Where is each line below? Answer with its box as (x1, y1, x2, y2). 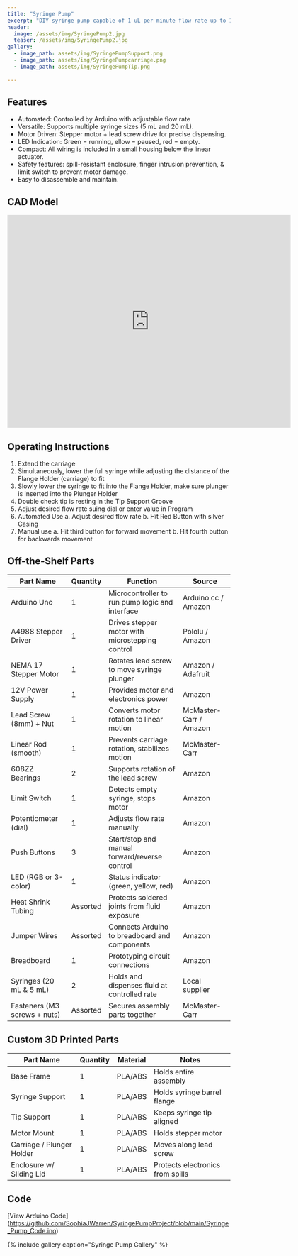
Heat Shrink (11, 897, 50, 907)
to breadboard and (108, 930, 171, 940)
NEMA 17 (11, 660, 44, 670)
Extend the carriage (17, 459, 76, 468)
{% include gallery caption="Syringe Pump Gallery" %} (7, 1240, 168, 1249)
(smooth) (11, 748, 42, 758)
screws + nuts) (11, 1009, 61, 1019)
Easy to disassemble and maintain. (17, 175, 119, 184)
